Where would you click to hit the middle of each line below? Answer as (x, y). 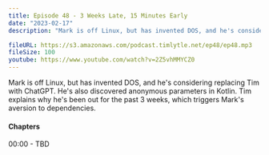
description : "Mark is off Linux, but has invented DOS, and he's (121, 30)
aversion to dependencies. (52, 108)
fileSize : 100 (32, 53)
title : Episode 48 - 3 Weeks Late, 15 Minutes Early (98, 16)
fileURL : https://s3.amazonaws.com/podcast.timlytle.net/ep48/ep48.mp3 (130, 45)
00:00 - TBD (29, 144)
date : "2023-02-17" (41, 23)
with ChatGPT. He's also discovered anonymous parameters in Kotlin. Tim (130, 91)
